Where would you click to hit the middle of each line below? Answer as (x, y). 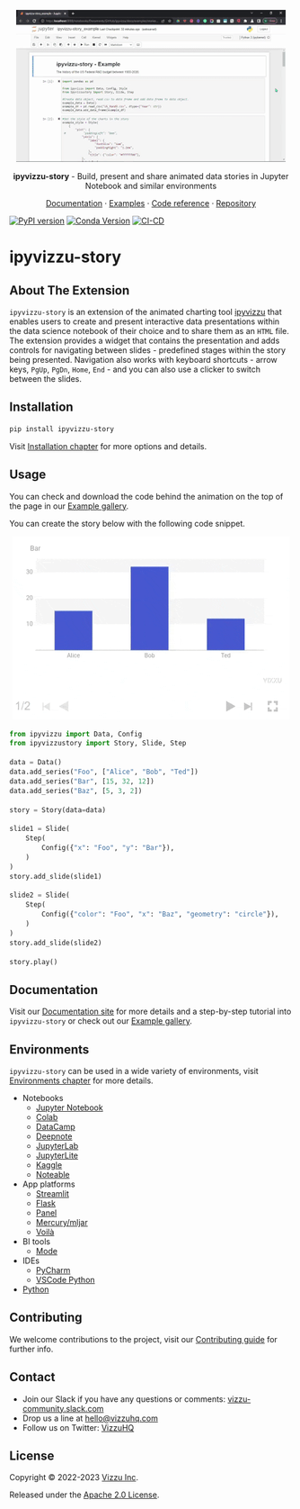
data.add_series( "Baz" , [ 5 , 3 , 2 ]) (76, 791)
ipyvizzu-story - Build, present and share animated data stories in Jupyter (151, 176)
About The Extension (70, 290)
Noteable (53, 1175)
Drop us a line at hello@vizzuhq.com (90, 1418)
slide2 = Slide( (40, 895)
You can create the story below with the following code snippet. (127, 523)
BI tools (36, 1242)
